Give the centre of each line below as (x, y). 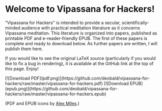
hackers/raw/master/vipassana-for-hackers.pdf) (54, 83)
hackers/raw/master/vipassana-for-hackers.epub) (56, 94)
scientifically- (135, 23)
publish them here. (24, 49)
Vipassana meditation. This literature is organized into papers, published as (81, 33)
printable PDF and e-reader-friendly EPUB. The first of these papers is (76, 38)
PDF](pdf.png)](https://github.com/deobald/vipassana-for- (91, 78)
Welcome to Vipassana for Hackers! (80, 9)
